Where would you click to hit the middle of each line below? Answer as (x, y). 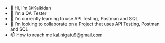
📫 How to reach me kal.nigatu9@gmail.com (56, 35)
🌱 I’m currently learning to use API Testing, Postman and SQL (74, 18)
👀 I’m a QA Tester (28, 13)
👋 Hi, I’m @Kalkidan (30, 8)
